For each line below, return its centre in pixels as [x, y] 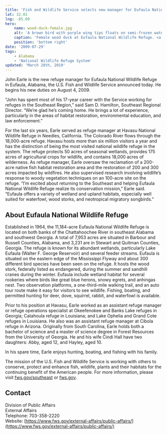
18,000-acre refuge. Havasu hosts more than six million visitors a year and [81, 141]
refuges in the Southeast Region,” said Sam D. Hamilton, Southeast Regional [83, 105]
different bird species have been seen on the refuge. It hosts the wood [77, 264]
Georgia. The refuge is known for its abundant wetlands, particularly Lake [80, 248]
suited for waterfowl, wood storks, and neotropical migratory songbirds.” [80, 199]
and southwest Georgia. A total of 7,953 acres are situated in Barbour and [80, 237]
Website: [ [16, 421]
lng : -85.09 [17, 19]
